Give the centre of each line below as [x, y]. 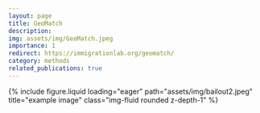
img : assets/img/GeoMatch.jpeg [61, 38]
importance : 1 [32, 46]
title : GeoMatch [35, 23]
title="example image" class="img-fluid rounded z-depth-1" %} [113, 100]
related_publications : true [56, 69]
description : [30, 31]
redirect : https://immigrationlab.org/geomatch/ [91, 53]
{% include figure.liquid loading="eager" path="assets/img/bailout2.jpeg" [131, 91]
